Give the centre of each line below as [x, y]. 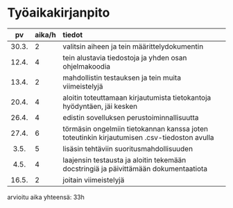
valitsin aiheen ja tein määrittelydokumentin [133, 46]
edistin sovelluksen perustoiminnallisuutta [131, 117]
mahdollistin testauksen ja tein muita [122, 78]
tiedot [73, 35]
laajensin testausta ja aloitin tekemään [124, 159]
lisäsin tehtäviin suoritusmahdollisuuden [128, 148]
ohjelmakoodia [87, 66]
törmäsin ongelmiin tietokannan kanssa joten [135, 128]
